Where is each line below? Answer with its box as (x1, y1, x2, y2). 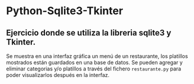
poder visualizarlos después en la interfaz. (6, 72, 110, 78)
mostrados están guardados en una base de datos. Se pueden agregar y (6, 59, 183, 66)
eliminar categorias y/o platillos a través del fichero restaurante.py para (6, 65, 182, 72)
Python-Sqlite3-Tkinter (6, 4, 123, 18)
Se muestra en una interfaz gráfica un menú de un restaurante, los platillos (6, 53, 188, 60)
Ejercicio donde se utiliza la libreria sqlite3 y (6, 28, 172, 38)
